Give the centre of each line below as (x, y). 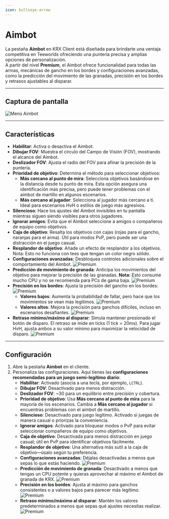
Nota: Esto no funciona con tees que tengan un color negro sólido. (81, 254)
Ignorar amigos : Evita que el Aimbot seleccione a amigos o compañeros (87, 221)
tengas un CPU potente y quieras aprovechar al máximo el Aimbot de (92, 474)
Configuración (28, 354)
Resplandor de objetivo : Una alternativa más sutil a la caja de (84, 447)
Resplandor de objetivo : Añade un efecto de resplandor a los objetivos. (87, 248)
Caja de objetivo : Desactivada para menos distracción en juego (86, 436)
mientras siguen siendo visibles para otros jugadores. (68, 216)
